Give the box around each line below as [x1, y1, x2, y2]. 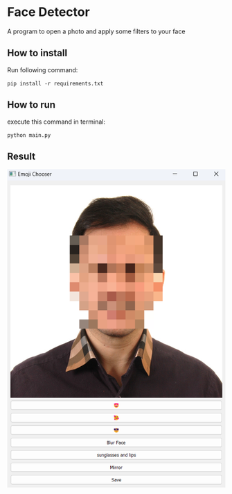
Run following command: [7, 65, 78, 74]
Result [7, 150, 36, 162]
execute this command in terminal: [7, 117, 106, 126]
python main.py [7, 131, 51, 139]
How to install [7, 47, 68, 59]
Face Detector [7, 4, 90, 20]
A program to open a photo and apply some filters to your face [7, 27, 186, 35]
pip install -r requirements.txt [7, 80, 104, 87]
